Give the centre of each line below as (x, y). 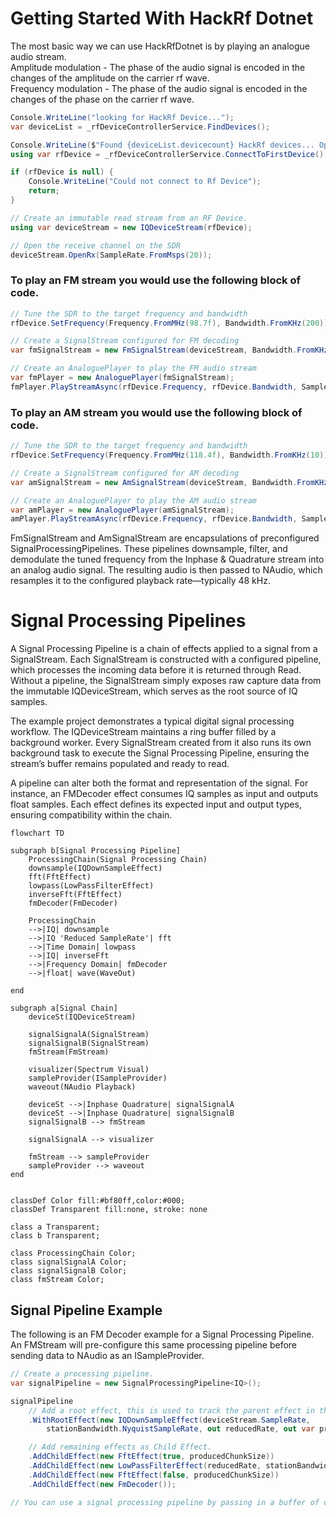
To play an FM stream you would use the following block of (156, 280)
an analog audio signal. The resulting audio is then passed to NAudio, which (166, 570)
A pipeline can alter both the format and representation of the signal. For (159, 783)
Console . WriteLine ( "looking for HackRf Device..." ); (122, 117)
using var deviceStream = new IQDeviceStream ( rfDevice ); (131, 227)
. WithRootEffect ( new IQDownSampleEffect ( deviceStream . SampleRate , (169, 1420)
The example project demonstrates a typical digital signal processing (152, 721)
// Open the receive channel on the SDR (96, 245)
